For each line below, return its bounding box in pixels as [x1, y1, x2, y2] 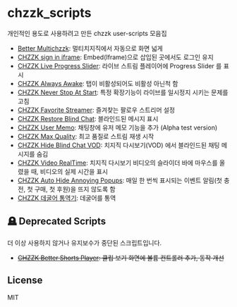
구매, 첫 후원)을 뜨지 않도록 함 [34, 184, 116, 193]
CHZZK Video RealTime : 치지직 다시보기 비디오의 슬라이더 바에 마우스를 [17, 158, 218, 167]
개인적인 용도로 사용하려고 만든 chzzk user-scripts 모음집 [7, 29, 167, 37]
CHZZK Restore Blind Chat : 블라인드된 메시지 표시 [17, 114, 159, 123]
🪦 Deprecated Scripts [7, 215, 107, 227]
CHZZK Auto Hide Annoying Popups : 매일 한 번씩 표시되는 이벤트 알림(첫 [17, 176, 222, 184]
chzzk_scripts [7, 5, 92, 21]
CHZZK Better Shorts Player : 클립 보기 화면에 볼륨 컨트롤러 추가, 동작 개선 [17, 253, 224, 262]
